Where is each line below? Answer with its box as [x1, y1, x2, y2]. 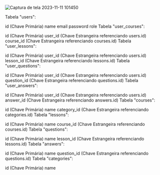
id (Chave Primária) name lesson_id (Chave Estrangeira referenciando [5, 136, 144, 141]
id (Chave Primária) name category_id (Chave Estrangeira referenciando [5, 107, 149, 112]
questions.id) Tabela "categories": [5, 156, 74, 161]
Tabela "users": [5, 14, 36, 19]
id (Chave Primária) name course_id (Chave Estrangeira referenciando [5, 122, 145, 127]
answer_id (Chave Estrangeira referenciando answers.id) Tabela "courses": [5, 97, 156, 103]
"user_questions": [5, 63, 41, 69]
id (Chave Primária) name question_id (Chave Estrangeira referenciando [5, 151, 149, 156]
